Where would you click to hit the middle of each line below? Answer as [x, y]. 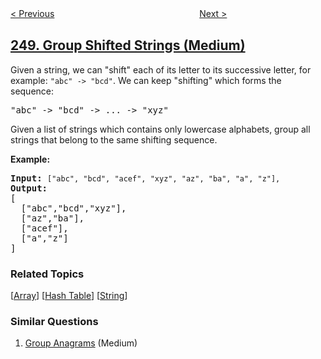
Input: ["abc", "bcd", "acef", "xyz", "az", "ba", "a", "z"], [145, 178]
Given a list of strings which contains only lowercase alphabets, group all [160, 129]
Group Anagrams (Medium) [81, 343]
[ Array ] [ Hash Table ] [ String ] [69, 296]
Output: [29, 188]
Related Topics [47, 274]
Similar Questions [54, 322]
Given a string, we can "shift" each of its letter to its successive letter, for [161, 69]
